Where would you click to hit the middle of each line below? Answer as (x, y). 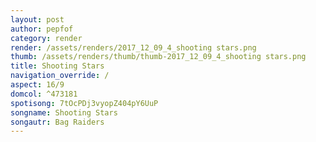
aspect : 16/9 (37, 85)
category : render (46, 38)
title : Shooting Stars (57, 66)
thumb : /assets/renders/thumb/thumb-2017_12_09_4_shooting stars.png (158, 57)
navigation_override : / (60, 76)
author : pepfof (42, 29)
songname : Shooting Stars (64, 112)
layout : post (37, 19)
